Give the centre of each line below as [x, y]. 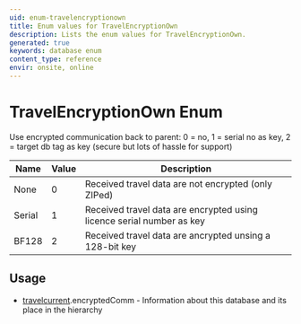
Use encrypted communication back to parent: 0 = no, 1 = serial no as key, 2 [150, 136]
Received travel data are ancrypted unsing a [177, 235]
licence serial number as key [145, 221]
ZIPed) [99, 195]
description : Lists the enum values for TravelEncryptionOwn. [128, 34]
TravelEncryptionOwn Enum [116, 112]
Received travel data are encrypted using [171, 209]
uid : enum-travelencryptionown [68, 18]
